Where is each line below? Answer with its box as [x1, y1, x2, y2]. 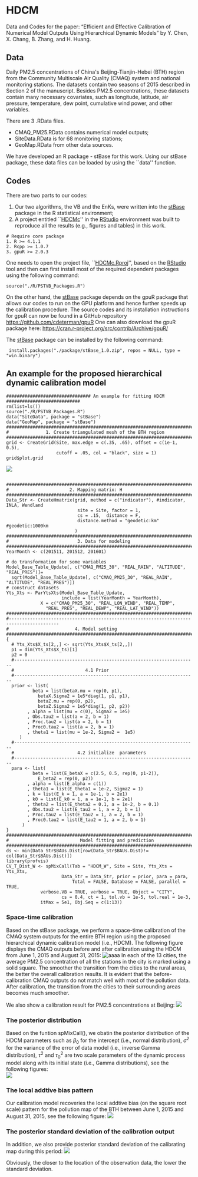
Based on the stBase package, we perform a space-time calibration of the [6, 927, 186, 934]
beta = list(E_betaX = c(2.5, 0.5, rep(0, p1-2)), [32, 770, 160, 777]
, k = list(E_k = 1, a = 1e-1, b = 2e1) [27, 791, 128, 797]
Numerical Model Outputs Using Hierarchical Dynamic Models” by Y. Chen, [6, 29, 189, 36]
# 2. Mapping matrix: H [6, 487, 123, 493]
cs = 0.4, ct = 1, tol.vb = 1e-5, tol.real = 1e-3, [61, 894, 192, 901]
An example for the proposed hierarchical [6, 368, 162, 378]
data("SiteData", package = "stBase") [6, 414, 101, 420]
